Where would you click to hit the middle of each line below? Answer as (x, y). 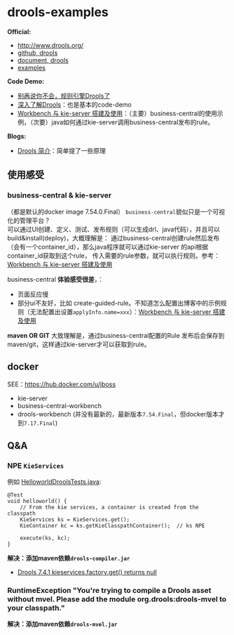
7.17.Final (40, 424)
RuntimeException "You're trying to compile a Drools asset (109, 591)
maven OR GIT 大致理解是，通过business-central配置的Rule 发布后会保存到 (116, 335)
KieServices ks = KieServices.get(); (75, 520)
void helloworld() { (37, 502)
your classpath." (36, 608)
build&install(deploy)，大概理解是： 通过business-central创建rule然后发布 (113, 238)
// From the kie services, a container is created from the (109, 508)
